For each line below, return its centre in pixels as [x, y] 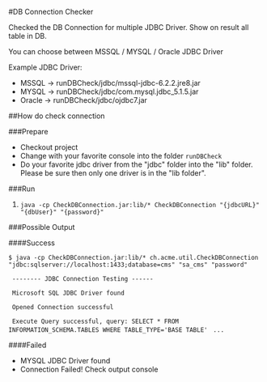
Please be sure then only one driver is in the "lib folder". [113, 173]
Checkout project [49, 147]
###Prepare [28, 132]
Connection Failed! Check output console [89, 369]
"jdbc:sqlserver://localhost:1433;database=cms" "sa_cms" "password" [128, 265]
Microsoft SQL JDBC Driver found [68, 293]
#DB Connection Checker [51, 12]
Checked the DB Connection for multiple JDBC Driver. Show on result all [129, 27]
